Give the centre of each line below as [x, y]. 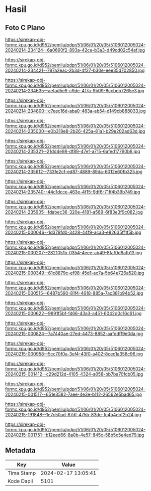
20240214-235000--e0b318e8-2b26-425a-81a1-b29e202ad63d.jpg [75, 131]
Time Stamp [22, 473]
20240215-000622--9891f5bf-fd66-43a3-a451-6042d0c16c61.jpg [74, 313]
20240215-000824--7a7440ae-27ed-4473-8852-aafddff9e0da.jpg [74, 333]
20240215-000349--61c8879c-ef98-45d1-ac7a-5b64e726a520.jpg [75, 273]
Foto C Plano [25, 28]
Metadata [20, 450]
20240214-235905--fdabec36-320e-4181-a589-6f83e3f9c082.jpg [74, 212]
